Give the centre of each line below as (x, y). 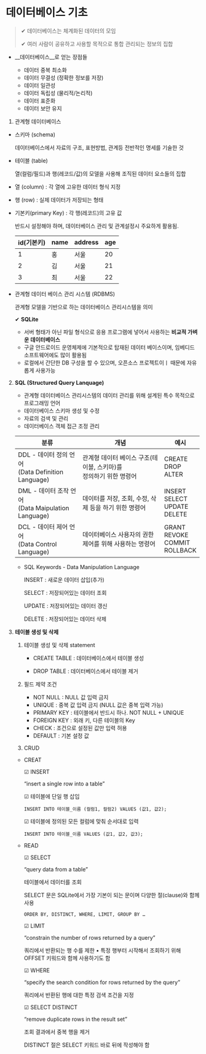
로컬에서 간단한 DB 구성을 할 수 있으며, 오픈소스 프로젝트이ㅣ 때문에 (105, 363)
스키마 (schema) (35, 134)
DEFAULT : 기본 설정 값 (61, 736)
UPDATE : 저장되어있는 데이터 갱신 (65, 605)
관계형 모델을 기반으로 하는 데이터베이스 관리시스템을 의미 (84, 307)
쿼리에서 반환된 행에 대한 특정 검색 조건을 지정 (79, 995)
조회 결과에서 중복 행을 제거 (57, 1032)
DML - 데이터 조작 (43, 490)
